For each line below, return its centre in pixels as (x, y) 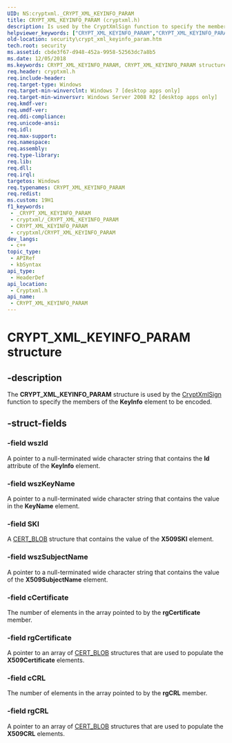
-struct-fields (37, 423)
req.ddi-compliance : (37, 116)
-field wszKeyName (41, 483)
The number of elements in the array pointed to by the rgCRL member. (107, 693)
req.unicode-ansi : (33, 123)
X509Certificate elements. (46, 660)
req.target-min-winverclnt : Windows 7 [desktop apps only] (94, 91)
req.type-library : (33, 155)
